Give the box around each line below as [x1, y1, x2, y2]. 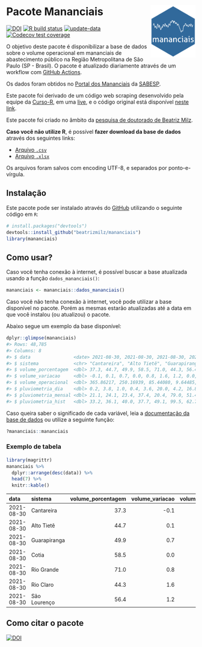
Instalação [6, 188, 47, 198]
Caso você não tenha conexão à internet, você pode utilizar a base [6, 298, 172, 306]
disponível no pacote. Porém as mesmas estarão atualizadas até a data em [6, 305, 192, 312]
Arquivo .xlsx [14, 153, 50, 160]
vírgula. [6, 171, 25, 178]
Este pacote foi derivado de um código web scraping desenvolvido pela [6, 92, 184, 99]
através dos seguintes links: [6, 134, 75, 142]
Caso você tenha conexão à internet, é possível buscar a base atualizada [6, 268, 188, 276]
